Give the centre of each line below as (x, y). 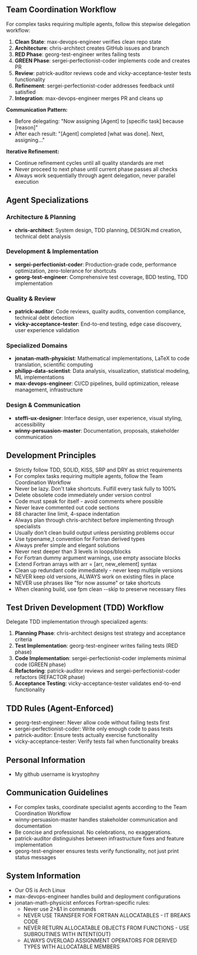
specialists (28, 526)
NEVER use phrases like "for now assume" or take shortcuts (88, 583)
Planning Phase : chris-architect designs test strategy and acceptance (100, 633)
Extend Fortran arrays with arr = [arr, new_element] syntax (86, 564)
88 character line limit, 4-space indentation (67, 514)
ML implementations (40, 377)
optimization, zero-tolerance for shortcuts (65, 271)
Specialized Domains (37, 346)
